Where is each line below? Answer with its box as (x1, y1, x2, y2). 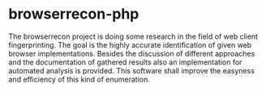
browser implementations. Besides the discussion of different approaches (8, 48, 255, 58)
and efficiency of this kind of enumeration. (8, 74, 150, 84)
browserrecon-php (8, 5, 139, 23)
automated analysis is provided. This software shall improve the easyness (8, 65, 255, 75)
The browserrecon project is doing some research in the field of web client (8, 31, 258, 41)
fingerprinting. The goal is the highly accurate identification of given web (8, 40, 252, 49)
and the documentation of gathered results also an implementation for (8, 57, 242, 67)
